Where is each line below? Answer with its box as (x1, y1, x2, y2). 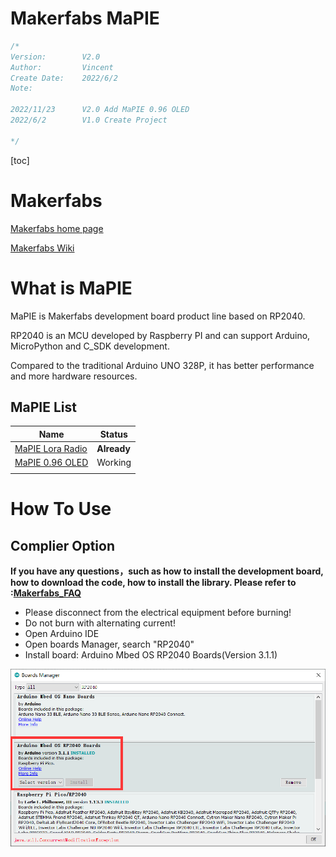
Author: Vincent (10, 62, 114, 72)
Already (96, 443, 131, 455)
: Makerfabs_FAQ (10, 587, 82, 599)
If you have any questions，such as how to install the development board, (10, 565, 324, 577)
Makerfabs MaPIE (10, 7, 160, 30)
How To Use (10, 498, 112, 521)
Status (99, 428, 128, 440)
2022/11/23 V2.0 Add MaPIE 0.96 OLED (10, 105, 190, 115)
